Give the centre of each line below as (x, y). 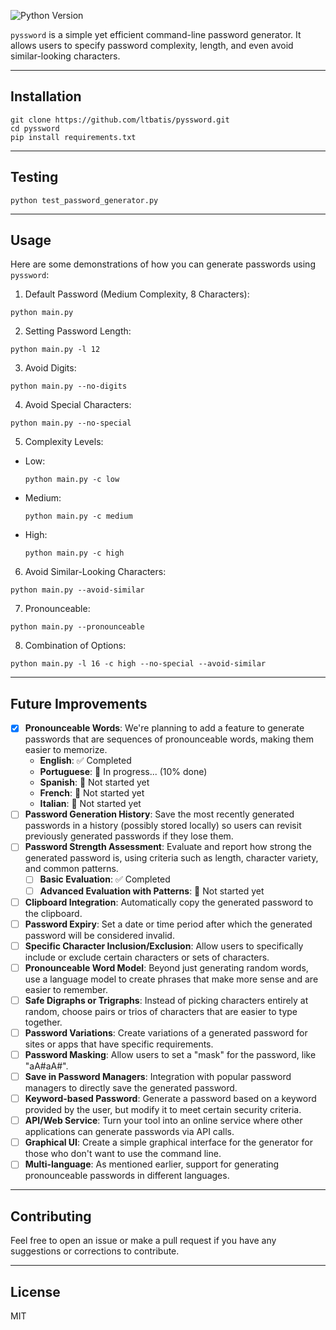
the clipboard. (53, 913)
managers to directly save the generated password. (131, 1088)
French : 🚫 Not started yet (92, 793)
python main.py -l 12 (55, 350)
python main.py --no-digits (69, 386)
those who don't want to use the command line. (123, 1154)
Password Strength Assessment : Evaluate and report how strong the (168, 847)
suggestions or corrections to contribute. (95, 1251)
